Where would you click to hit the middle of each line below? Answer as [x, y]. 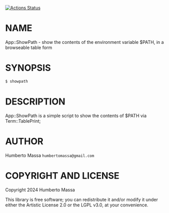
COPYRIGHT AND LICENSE [62, 175]
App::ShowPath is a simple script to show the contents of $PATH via [76, 116]
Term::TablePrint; [23, 121]
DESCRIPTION [35, 101]
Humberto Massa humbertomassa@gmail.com [50, 155]
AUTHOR [24, 141]
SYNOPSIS [28, 68]
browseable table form [29, 47]
